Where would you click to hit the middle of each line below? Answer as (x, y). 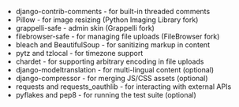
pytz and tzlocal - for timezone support (79, 53)
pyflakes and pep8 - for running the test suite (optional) (106, 95)
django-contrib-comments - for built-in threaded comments (113, 11)
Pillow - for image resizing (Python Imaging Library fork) (107, 20)
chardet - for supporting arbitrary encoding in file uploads (110, 61)
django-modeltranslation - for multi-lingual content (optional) (115, 70)
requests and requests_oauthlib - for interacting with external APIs (123, 87)
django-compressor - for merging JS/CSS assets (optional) (112, 78)
